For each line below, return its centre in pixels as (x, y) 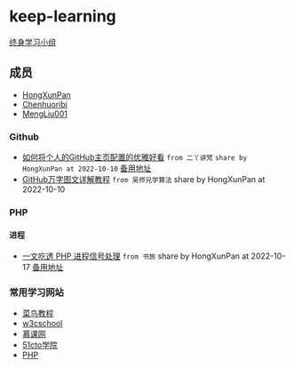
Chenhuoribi (45, 104)
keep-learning (63, 16)
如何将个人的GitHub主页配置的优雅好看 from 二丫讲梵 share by (134, 157)
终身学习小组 (32, 42)
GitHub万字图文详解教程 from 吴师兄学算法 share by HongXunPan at (143, 180)
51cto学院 (40, 345)
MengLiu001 (45, 114)
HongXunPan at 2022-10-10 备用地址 (87, 168)
